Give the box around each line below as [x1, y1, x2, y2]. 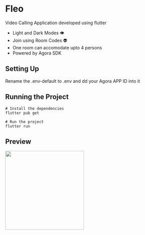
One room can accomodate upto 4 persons [12, 44, 102, 50]
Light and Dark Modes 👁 [12, 30, 64, 36]
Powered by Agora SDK [12, 50, 62, 56]
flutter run [5, 124, 30, 129]
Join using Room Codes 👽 [12, 37, 67, 43]
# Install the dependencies [5, 106, 64, 111]
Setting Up [5, 65, 39, 73]
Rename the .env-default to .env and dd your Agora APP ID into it [5, 78, 140, 84]
